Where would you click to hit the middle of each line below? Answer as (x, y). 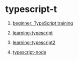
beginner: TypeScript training (43, 23)
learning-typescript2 (34, 42)
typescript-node (29, 52)
